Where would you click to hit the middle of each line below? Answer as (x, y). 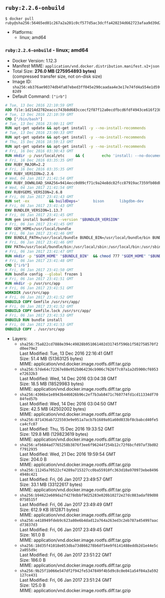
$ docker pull (20, 19)
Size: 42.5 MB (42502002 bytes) (53, 409)
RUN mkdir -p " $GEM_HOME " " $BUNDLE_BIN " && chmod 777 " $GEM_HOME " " (78, 256)
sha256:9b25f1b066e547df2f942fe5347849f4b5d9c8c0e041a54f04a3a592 (89, 571)
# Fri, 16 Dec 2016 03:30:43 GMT (39, 151)
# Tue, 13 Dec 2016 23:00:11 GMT (39, 124)
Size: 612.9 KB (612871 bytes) (49, 510)
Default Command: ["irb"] (40, 96)
